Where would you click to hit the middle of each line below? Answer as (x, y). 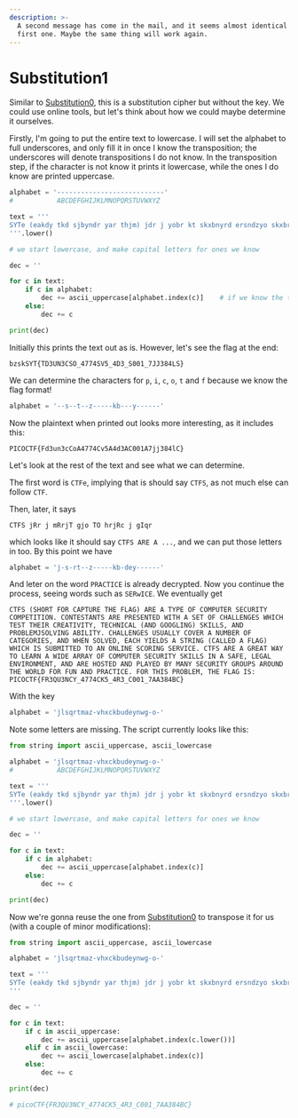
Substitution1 (59, 78)
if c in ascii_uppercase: (73, 1031)
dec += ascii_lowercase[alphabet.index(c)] (122, 1056)
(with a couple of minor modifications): (80, 926)
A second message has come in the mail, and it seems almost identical (153, 26)
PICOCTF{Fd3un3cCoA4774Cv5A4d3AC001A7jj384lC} (97, 448)
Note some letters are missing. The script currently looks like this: (129, 730)
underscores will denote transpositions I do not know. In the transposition (143, 157)
